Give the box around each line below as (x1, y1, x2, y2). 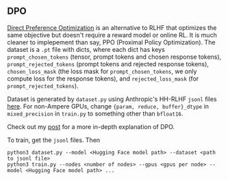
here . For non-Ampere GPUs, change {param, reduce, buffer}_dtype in (7, 102, 210, 110)
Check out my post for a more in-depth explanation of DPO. (7, 122, 175, 130)
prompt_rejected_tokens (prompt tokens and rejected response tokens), (7, 59, 209, 68)
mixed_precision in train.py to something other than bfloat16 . (7, 109, 183, 117)
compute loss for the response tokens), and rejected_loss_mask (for (7, 74, 199, 83)
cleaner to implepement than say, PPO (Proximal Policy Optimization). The (7, 38, 216, 46)
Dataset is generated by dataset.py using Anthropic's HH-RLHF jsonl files (7, 95, 217, 103)
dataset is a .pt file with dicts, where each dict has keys (7, 45, 166, 53)
